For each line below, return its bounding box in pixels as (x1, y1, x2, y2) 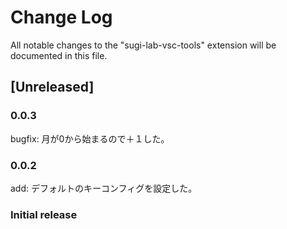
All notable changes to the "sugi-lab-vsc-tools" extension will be (10, 39, 277, 51)
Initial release (10, 207, 78, 221)
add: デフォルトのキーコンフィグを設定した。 (10, 182, 198, 194)
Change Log (10, 6, 113, 29)
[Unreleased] (10, 79, 95, 96)
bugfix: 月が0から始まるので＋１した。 (10, 132, 170, 145)
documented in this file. (10, 49, 108, 61)
